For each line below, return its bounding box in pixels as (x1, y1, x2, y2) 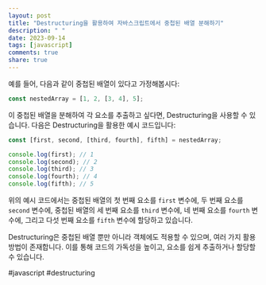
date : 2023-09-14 (8, 33, 66, 42)
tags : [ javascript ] (8, 41, 73, 49)
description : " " (8, 26, 66, 34)
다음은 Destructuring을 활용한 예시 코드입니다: (31, 120, 176, 130)
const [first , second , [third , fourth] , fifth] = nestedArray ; (8, 136, 222, 144)
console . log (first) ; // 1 (8, 150, 94, 158)
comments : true (8, 49, 59, 57)
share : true (8, 57, 48, 64)
